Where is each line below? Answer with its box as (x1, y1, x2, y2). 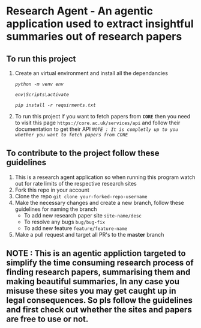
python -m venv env (14, 81, 64, 87)
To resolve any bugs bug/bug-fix (23, 218, 106, 225)
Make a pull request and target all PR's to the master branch (14, 231, 164, 238)
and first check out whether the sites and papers (6, 305, 192, 315)
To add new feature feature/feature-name (23, 224, 128, 232)
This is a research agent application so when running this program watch (14, 173, 196, 181)
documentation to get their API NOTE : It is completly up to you (14, 126, 178, 133)
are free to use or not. (6, 314, 89, 324)
